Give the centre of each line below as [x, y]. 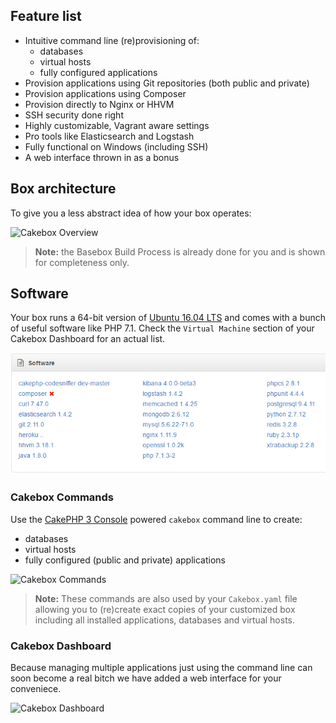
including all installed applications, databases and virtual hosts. [165, 620]
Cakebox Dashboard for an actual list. [88, 339]
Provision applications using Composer [105, 93]
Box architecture [63, 189]
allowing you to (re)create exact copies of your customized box [165, 609]
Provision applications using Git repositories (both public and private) [167, 83]
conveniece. [36, 689]
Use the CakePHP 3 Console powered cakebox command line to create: [156, 519]
